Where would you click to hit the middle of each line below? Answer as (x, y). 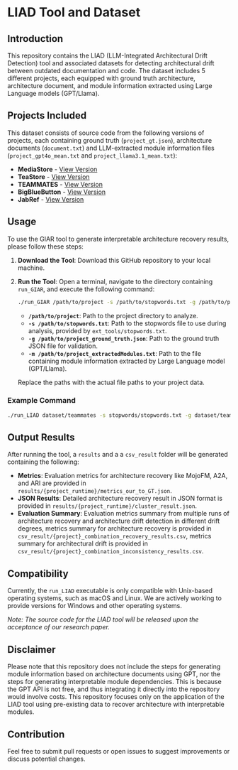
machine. (31, 268)
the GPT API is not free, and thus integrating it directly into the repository (114, 689)
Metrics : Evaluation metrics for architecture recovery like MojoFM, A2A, (123, 476)
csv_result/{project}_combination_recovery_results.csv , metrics (114, 536)
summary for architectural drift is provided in (83, 543)
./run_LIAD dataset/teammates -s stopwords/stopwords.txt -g (100, 415)
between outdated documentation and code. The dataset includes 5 (106, 71)
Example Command (42, 401)
